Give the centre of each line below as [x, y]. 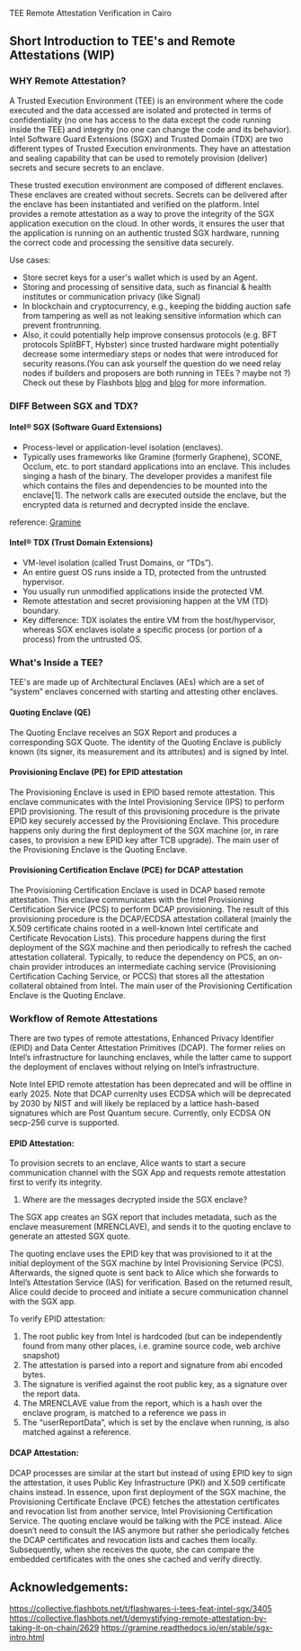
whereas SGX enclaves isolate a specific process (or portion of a [142, 630]
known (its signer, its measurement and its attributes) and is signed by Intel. [149, 752]
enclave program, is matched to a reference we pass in [124, 1413]
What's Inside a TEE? [56, 663]
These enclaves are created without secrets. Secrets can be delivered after [148, 194]
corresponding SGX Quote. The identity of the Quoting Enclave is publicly [145, 742]
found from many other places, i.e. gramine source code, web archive [151, 1346]
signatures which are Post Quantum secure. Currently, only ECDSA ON [140, 1113]
